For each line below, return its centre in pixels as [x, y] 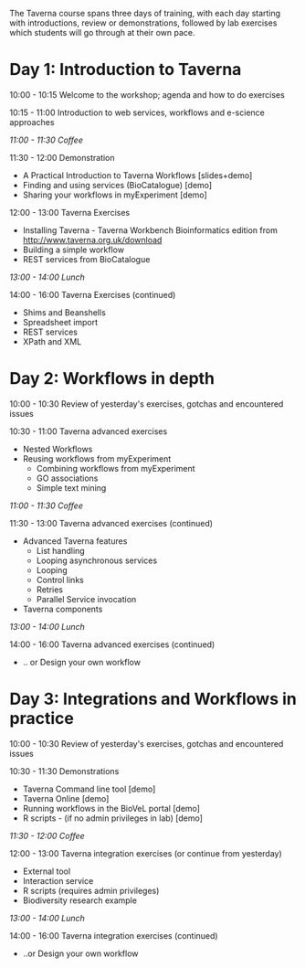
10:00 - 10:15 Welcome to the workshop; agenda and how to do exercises [147, 94]
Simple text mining [71, 487]
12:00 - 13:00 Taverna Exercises [70, 212]
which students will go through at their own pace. [102, 32]
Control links [60, 580]
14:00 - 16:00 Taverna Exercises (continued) [93, 294]
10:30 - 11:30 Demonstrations [64, 771]
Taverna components [63, 609]
